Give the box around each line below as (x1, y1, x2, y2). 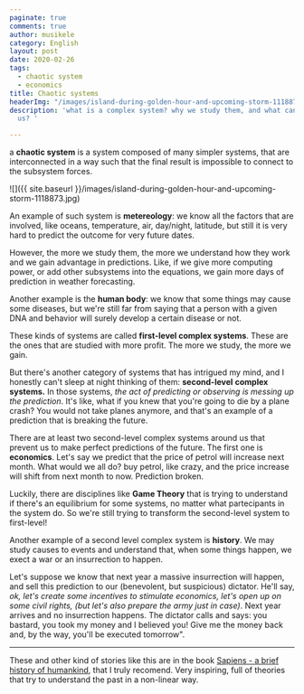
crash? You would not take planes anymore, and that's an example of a (9, 406, 273, 417)
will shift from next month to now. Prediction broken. (9, 471, 204, 482)
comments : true (9, 22, 67, 31)
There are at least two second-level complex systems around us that (9, 433, 265, 444)
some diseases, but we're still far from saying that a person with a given (9, 304, 278, 314)
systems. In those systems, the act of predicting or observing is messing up (9, 386, 294, 398)
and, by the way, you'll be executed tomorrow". (9, 629, 185, 640)
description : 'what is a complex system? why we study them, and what (9, 106, 281, 115)
